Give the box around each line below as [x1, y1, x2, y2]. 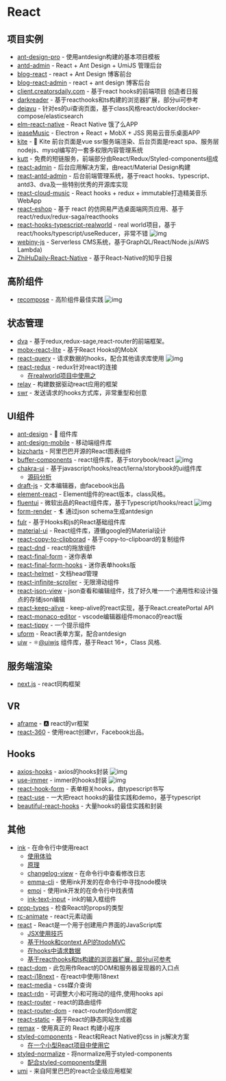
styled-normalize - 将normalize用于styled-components [16, 1049, 173, 1058]
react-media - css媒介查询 [16, 981, 92, 989]
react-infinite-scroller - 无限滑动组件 [16, 578, 120, 586]
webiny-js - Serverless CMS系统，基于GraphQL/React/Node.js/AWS [16, 238, 210, 246]
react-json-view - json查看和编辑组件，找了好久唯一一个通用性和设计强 [16, 587, 218, 595]
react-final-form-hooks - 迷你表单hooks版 [16, 561, 136, 569]
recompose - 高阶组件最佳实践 [16, 295, 104, 303]
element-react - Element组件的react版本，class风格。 [16, 490, 170, 498]
